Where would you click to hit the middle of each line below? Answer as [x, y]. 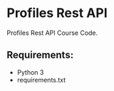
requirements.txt [41, 80]
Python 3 [30, 72]
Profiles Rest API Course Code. [52, 33]
